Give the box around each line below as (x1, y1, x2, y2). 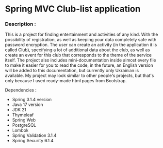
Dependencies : (5, 87, 37, 93)
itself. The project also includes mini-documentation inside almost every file (5, 57, 156, 63)
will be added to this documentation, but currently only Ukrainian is (5, 68, 139, 74)
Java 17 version (12, 102, 44, 107)
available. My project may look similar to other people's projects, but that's (5, 73, 154, 78)
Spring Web (12, 117, 36, 123)
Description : (5, 21, 36, 28)
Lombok (12, 127, 29, 133)
